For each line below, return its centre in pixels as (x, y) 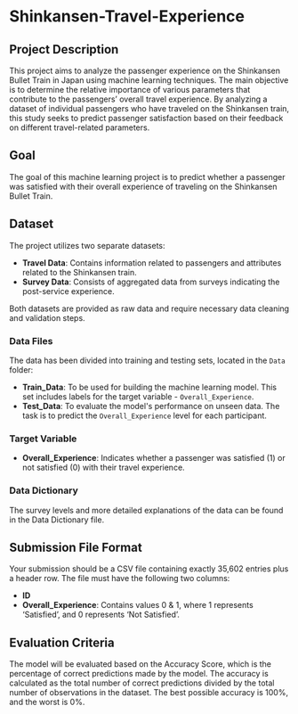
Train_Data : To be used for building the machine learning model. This (149, 387)
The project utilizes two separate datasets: (88, 245)
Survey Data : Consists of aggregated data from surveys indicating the (151, 282)
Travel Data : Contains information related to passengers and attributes (152, 263)
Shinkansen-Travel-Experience (127, 16)
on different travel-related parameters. (80, 127)
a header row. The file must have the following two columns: (120, 579)
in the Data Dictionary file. (57, 520)
